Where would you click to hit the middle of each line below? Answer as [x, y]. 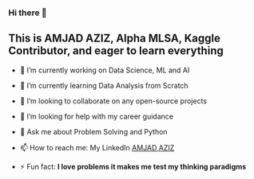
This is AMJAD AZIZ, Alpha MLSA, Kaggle [115, 39]
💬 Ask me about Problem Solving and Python [93, 131]
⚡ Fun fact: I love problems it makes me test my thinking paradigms [133, 166]
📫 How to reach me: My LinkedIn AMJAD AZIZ [97, 147]
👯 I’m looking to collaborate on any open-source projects [113, 101]
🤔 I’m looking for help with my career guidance [97, 116]
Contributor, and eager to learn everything [116, 51]
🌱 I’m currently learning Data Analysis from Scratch [104, 85]
